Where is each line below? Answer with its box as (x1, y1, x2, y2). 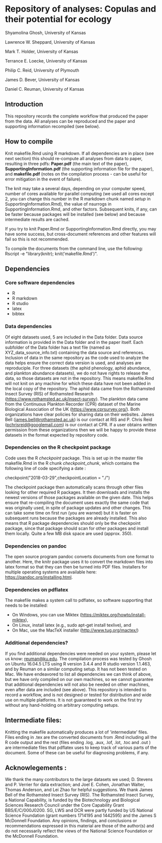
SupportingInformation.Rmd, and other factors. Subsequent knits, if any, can (5, 206, 157, 212)
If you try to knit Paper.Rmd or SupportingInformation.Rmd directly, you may (5, 226, 156, 231)
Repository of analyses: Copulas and (5, 3, 156, 15)
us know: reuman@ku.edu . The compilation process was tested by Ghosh (5, 656, 152, 662)
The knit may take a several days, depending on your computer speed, (5, 185, 146, 191)
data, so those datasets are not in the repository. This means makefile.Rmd (5, 375, 154, 381)
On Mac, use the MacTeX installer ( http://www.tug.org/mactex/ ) (12, 627, 139, 633)
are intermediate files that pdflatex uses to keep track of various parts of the (5, 745, 157, 750)
